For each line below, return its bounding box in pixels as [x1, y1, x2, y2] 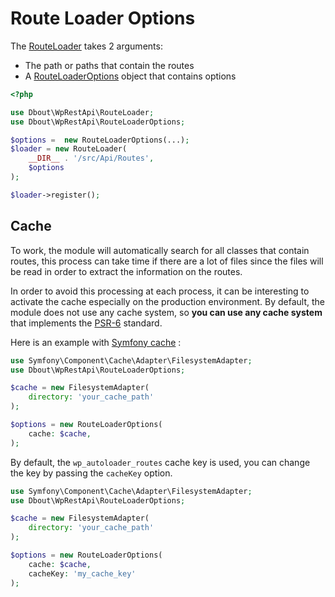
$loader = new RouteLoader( [10, 144, 128, 154]
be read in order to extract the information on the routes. [10, 265, 243, 277]
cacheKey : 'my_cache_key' [28, 568, 137, 579]
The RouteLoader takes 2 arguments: [10, 40, 163, 52]
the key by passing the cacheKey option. [10, 467, 173, 479]
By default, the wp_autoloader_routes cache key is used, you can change [10, 456, 311, 468]
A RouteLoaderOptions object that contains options [24, 70, 237, 82]
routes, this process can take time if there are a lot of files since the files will [10, 255, 324, 267]
